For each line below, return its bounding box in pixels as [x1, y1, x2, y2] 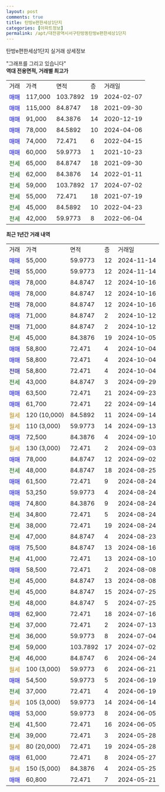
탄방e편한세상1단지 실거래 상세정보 [6, 48, 85, 55]
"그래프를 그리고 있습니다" [6, 60, 67, 67]
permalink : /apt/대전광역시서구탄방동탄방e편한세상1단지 [6, 31, 127, 37]
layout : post [6, 8, 38, 15]
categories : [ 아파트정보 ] [6, 25, 64, 31]
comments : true [6, 14, 44, 20]
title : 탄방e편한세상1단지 [6, 19, 62, 25]
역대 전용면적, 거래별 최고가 [6, 67, 69, 74]
